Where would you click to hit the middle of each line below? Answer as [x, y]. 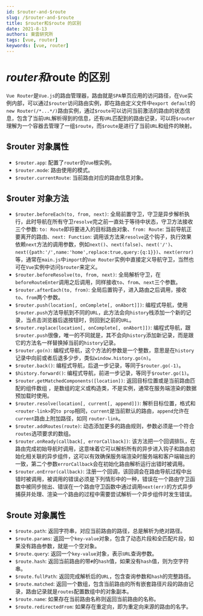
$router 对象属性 [38, 147]
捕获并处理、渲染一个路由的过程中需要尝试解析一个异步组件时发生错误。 [105, 494]
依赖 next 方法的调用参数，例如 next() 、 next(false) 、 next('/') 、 [95, 244]
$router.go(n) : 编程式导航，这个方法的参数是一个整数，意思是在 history [105, 350]
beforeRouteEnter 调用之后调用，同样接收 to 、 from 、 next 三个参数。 [98, 282]
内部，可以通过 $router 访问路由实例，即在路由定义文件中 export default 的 [103, 103]
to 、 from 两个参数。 [39, 297]
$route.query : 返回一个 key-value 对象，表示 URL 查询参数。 [86, 554]
